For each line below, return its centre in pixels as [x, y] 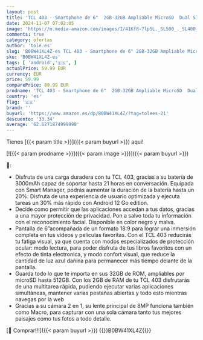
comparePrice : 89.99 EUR [37, 85]
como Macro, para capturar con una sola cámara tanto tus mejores [98, 312]
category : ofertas [29, 40]
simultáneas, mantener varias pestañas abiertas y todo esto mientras [101, 293]
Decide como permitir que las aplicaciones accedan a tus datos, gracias [105, 209]
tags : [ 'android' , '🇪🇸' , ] [41, 62]
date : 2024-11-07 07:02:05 [40, 23]
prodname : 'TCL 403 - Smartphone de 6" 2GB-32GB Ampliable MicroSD [94, 91]
